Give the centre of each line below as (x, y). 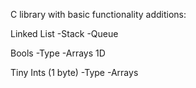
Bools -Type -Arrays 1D (58, 53)
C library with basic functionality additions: (98, 14)
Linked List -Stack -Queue (64, 33)
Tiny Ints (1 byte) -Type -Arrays (74, 72)
